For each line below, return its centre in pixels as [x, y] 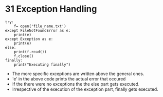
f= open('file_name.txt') [40, 26]
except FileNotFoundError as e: [38, 30]
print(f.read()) [30, 52]
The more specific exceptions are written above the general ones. [78, 74]
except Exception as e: [29, 39]
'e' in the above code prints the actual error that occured [69, 78]
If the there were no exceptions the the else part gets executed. [76, 84]
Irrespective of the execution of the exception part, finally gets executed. [85, 89]
